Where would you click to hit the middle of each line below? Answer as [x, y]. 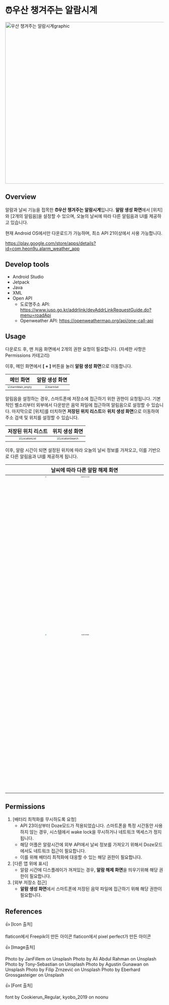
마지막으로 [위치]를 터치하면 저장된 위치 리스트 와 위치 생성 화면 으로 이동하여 [86, 411]
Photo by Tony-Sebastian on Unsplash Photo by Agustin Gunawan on [77, 964]
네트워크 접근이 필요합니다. [60, 851]
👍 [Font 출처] [19, 985]
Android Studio [28, 276]
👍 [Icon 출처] [19, 924]
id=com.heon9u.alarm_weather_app [43, 249]
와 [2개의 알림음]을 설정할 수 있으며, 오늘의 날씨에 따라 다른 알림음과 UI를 [77, 216]
